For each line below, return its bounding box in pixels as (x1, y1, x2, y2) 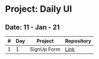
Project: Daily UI (5, 3, 72, 15)
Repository (65, 38, 92, 44)
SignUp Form (30, 46, 61, 53)
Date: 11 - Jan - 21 (5, 23, 60, 31)
